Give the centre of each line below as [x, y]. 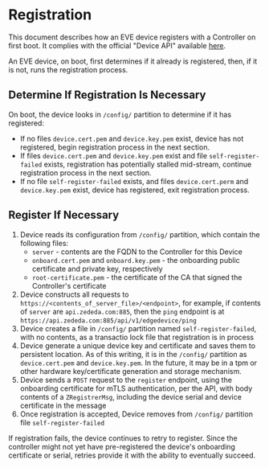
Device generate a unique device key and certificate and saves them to [137, 345]
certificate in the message [63, 405]
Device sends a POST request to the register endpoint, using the [126, 380]
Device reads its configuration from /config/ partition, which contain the [140, 234]
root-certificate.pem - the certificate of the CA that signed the [137, 277]
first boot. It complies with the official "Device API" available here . [117, 45]
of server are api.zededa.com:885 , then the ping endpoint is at [122, 311]
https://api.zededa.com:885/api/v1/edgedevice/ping [108, 320]
